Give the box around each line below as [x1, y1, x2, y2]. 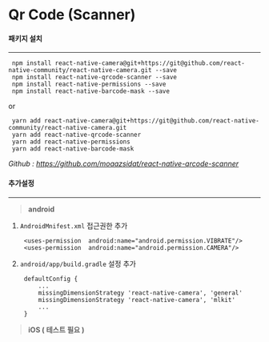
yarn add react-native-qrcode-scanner [11, 131, 142, 139]
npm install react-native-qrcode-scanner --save [11, 74, 178, 82]
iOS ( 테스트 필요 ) [27, 324, 85, 334]
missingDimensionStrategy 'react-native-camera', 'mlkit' [38, 296, 236, 304]
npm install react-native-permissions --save [11, 80, 167, 89]
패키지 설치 [8, 34, 42, 43]
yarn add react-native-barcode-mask [11, 145, 134, 153]
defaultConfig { [23, 275, 78, 283]
